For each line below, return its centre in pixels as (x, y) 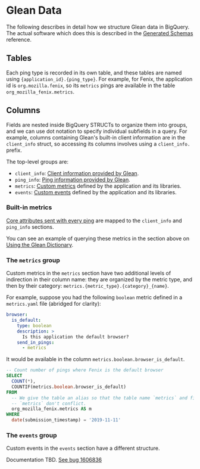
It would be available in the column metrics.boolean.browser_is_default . (96, 359)
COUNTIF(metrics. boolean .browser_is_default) (69, 387)
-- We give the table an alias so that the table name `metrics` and (99, 398)
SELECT (14, 376)
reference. (19, 39)
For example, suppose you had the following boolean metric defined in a (94, 297)
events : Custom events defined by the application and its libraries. (96, 192)
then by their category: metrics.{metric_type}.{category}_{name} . (88, 286)
